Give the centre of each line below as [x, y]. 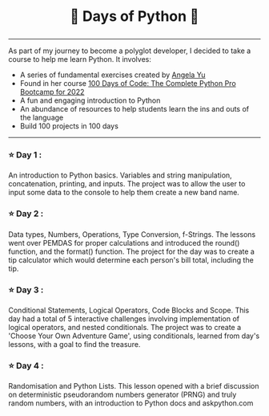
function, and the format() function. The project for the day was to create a [131, 251]
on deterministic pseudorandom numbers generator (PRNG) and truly [122, 395]
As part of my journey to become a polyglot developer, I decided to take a [130, 51]
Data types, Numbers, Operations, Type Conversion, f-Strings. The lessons [132, 234]
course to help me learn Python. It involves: [80, 59]
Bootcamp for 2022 [52, 92]
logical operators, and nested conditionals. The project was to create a [125, 328]
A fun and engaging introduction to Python [90, 100]
